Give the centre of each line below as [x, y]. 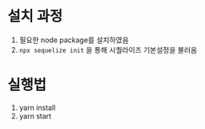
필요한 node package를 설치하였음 [74, 40]
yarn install [37, 107]
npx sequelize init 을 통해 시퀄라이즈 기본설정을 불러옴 [108, 49]
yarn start [35, 115]
